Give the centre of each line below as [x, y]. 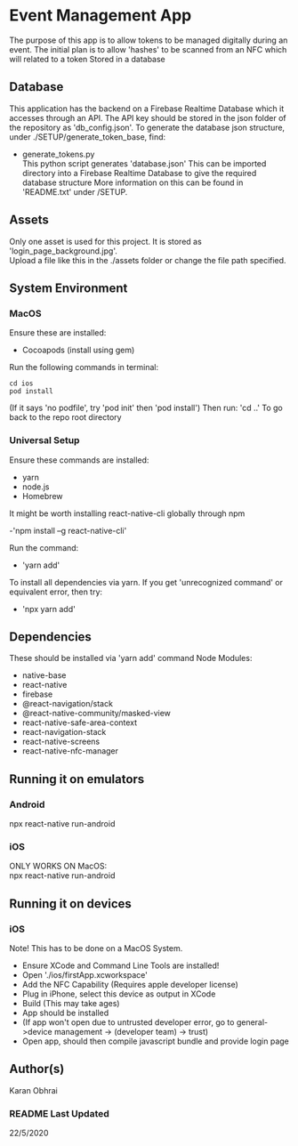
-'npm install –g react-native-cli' [68, 530]
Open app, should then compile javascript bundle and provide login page [155, 1041]
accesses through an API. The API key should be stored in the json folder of [148, 117]
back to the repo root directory [65, 417]
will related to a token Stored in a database [88, 59]
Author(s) [37, 1069]
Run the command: [44, 547]
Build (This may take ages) [71, 1004]
